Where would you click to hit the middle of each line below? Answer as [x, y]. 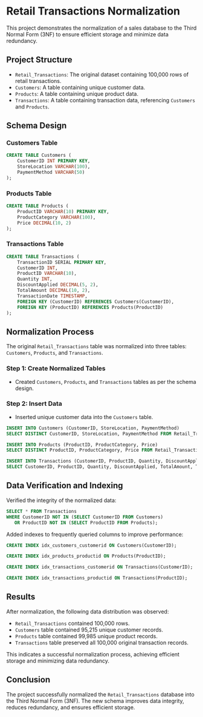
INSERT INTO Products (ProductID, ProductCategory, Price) [82, 444]
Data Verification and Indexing [65, 486]
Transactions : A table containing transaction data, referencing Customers [105, 100]
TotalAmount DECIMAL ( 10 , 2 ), [54, 291]
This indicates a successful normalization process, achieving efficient [93, 654]
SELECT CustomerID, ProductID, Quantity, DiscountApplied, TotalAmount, [100, 467]
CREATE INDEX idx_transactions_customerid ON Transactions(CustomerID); [100, 567]
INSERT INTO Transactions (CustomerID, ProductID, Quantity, [85, 461]
